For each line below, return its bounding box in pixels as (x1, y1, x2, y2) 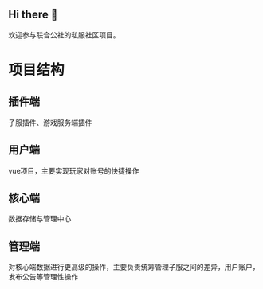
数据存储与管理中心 (8, 214, 72, 224)
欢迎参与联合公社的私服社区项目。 (8, 29, 120, 40)
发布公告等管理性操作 (8, 272, 78, 282)
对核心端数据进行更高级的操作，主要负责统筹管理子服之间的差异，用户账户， (8, 262, 260, 271)
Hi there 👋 (8, 8, 58, 21)
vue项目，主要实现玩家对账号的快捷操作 (8, 166, 139, 175)
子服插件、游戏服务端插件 (8, 117, 92, 127)
